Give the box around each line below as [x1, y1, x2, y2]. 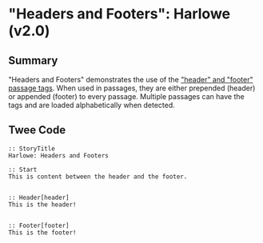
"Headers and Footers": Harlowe [8, 5, 231, 23]
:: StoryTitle [8, 145, 56, 153]
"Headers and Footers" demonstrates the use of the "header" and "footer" [8, 75, 253, 84]
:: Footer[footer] [8, 221, 70, 229]
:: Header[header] [8, 193, 70, 201]
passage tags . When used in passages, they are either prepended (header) [8, 83, 256, 93]
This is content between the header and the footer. [8, 173, 188, 181]
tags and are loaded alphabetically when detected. [8, 101, 176, 110]
